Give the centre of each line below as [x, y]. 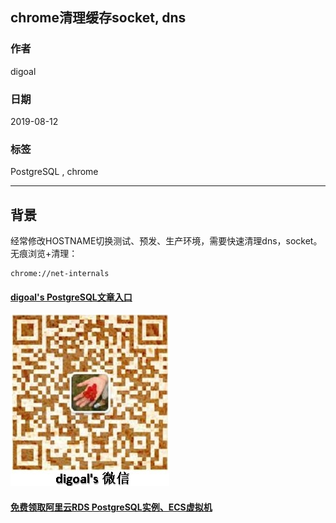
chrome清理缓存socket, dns [98, 18]
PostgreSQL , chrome [54, 172]
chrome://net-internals [60, 274]
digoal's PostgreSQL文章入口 [71, 297]
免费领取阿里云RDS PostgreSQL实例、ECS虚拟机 [111, 507]
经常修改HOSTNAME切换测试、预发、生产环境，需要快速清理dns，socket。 [166, 241]
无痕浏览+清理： [44, 254]
